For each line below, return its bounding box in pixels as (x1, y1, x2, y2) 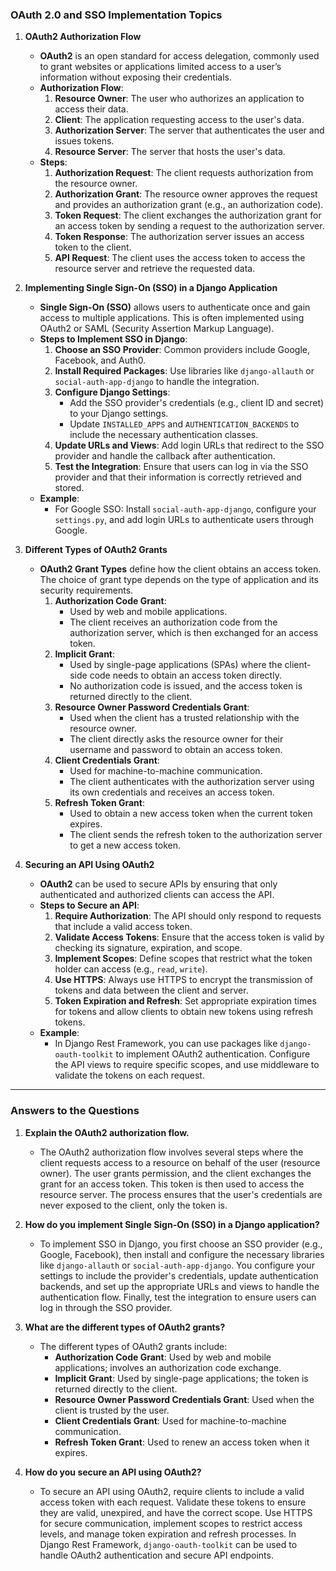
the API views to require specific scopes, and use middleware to (54, 1059, 320, 1071)
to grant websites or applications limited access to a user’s (39, 61, 282, 73)
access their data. (54, 103, 129, 115)
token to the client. (54, 241, 132, 253)
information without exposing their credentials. (39, 71, 233, 83)
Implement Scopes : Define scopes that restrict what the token (54, 953, 313, 965)
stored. (54, 482, 85, 494)
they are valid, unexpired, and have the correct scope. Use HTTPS (39, 1506, 313, 1518)
